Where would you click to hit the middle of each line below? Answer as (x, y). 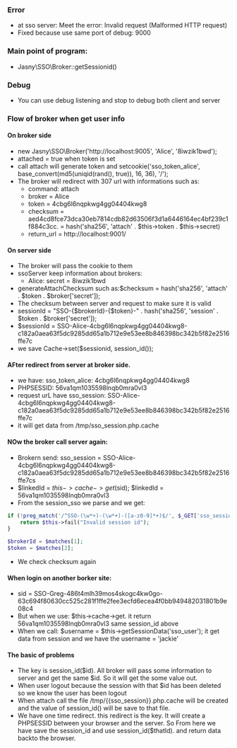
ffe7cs (26, 480)
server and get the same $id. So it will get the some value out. (108, 678)
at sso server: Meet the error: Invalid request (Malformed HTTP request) (122, 25)
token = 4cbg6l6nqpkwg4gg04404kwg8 (87, 204)
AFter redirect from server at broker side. (69, 364)
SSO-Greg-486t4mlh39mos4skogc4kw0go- (99, 594)
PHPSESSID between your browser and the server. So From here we (117, 723)
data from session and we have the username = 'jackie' (98, 639)
